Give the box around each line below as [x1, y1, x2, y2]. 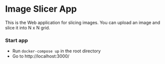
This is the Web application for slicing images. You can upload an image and [5, 20, 161, 25]
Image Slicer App [5, 3, 77, 15]
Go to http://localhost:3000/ [12, 53, 70, 59]
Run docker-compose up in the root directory [12, 48, 101, 54]
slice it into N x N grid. [5, 24, 50, 30]
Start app [5, 37, 28, 43]
